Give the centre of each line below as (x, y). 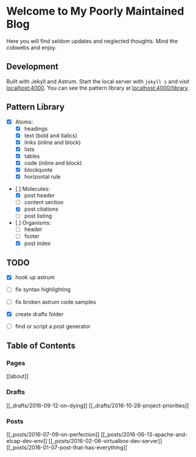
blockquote (38, 170)
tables (32, 156)
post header (39, 196)
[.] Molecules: (32, 189)
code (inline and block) (53, 163)
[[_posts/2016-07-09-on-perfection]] (53, 434)
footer (32, 236)
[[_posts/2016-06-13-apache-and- (144, 434)
